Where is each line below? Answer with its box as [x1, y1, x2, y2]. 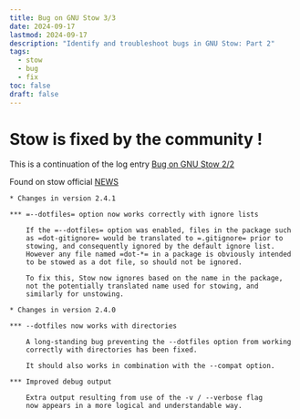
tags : [9, 47, 30, 56]
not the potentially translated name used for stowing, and [26, 281, 259, 291]
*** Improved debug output [9, 377, 112, 387]
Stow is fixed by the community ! [9, 128, 263, 149]
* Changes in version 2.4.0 [9, 306, 117, 315]
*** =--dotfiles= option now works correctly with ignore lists [9, 210, 259, 220]
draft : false [9, 89, 59, 98]
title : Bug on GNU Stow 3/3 [9, 13, 117, 23]
